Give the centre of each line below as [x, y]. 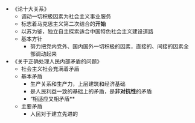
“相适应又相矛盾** [53, 99]
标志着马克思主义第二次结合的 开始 [63, 24]
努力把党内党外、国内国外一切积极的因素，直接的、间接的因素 [107, 46]
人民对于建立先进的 [54, 114]
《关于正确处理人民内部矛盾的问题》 [57, 61]
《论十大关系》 [30, 9]
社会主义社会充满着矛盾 [50, 69]
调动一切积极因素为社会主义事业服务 [66, 16]
